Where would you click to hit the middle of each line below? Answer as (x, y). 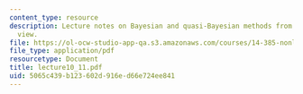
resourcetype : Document (54, 59)
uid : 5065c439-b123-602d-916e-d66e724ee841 (92, 76)
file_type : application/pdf (62, 51)
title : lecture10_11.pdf (56, 68)
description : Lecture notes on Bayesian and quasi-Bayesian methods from (151, 26)
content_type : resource (54, 17)
